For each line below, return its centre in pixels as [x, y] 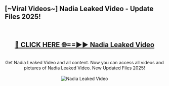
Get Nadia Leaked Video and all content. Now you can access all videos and [85, 62]
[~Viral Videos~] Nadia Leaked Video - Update [79, 9]
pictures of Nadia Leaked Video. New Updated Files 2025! [85, 68]
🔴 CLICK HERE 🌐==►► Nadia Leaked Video [85, 45]
